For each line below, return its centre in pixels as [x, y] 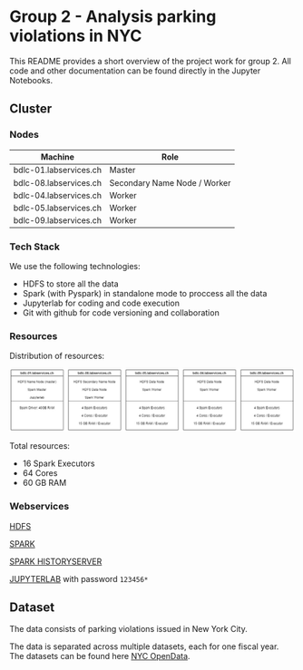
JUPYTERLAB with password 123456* [79, 578]
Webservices [39, 507]
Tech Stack [35, 247]
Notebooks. [31, 80]
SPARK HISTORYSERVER [56, 561]
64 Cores [40, 473]
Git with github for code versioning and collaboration [121, 313]
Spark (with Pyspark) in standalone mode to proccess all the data [145, 294]
